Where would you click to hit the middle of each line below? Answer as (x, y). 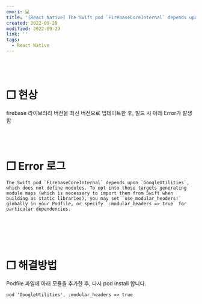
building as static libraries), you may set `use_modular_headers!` (94, 198)
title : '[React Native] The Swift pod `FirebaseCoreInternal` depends (96, 17)
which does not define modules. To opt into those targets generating (96, 188)
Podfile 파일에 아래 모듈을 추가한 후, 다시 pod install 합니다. (76, 283)
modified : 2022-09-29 (33, 29)
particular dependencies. (38, 209)
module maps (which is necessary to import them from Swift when (90, 193)
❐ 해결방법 (32, 265)
